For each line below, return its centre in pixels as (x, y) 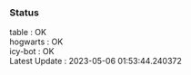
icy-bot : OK (32, 52)
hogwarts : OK (36, 42)
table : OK (28, 33)
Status (24, 13)
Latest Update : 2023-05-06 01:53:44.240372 (95, 61)
